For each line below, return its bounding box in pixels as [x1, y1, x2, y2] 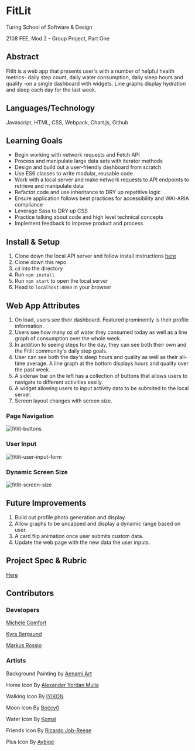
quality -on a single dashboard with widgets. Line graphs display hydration [6, 80, 186, 87]
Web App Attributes [6, 300, 80, 310]
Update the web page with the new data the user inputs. [14, 539, 150, 546]
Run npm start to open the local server [14, 278, 108, 285]
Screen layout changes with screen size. [14, 397, 112, 404]
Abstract [6, 52, 39, 62]
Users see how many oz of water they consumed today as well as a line [14, 329, 187, 336]
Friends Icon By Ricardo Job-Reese [6, 726, 92, 734]
